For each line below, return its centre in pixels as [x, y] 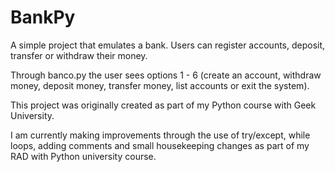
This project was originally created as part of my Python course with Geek [163, 105]
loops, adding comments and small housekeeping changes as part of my [160, 145]
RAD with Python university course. [83, 156]
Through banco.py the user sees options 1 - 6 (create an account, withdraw [166, 75]
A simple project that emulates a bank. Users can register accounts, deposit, [168, 45]
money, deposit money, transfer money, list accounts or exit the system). [160, 85]
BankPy [43, 17]
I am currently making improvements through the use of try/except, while [160, 135]
